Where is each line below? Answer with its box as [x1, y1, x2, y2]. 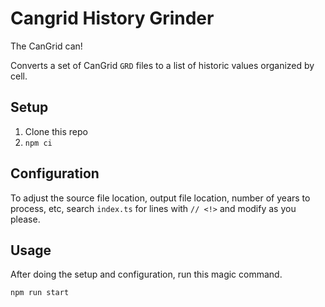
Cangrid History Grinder [10, 7, 215, 30]
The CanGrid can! [10, 40, 83, 52]
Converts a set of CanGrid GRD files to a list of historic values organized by [10, 59, 315, 71]
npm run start [10, 288, 70, 298]
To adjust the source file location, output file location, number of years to [10, 192, 311, 204]
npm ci [24, 138, 53, 148]
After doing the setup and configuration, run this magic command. [10, 268, 283, 281]
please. [10, 213, 41, 225]
